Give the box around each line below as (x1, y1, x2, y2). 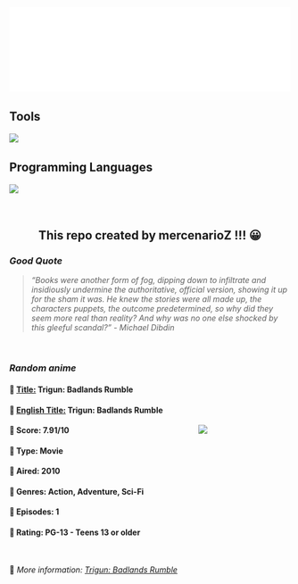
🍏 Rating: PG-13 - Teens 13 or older (9, 527, 141, 538)
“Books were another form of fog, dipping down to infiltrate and (30, 275, 267, 286)
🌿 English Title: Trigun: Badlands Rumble (9, 405, 163, 415)
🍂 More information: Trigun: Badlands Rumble (9, 564, 178, 575)
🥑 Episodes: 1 (9, 506, 60, 517)
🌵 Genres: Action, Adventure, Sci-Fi (9, 486, 145, 496)
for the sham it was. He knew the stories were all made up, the (30, 294, 262, 305)
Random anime (9, 362, 77, 374)
